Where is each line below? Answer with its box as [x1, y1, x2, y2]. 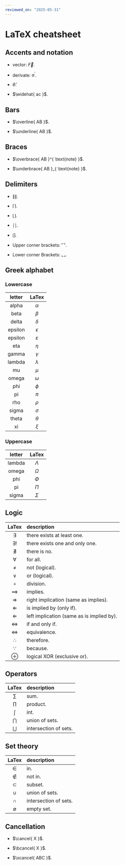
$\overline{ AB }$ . [12, 119, 50, 125]
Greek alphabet [5, 266, 54, 275]
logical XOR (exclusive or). [26, 653, 88, 660]
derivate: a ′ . [12, 71, 37, 78]
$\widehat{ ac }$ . [12, 91, 48, 97]
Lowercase [5, 281, 32, 288]
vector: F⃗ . [12, 62, 35, 68]
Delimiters [5, 180, 38, 189]
